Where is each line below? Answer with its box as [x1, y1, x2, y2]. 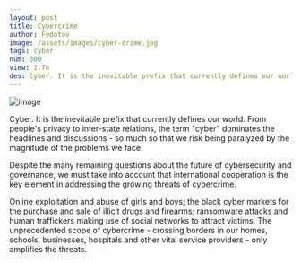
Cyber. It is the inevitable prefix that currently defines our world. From [9, 113, 267, 124]
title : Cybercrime [9, 22, 78, 31]
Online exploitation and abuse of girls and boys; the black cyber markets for [9, 196, 289, 206]
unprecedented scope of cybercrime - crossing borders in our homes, [9, 224, 269, 235]
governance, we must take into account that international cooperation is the [9, 169, 288, 180]
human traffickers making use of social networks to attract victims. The [9, 215, 272, 225]
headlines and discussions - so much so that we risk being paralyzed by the [9, 132, 290, 144]
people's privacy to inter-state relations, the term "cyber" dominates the [9, 123, 275, 134]
